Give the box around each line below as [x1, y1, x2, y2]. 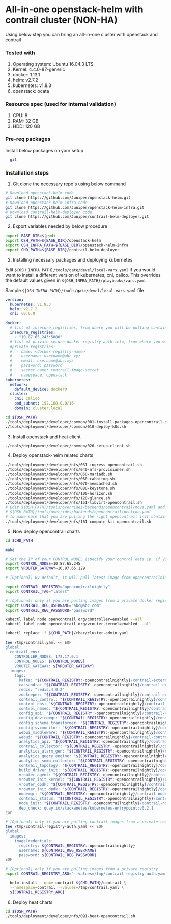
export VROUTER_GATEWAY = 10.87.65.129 [5, 566, 85, 571]
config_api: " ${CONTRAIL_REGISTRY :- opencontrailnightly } [18, 711, 142, 716]
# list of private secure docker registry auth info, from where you [10, 339, 160, 344]
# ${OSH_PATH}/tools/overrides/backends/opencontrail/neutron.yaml [5, 510, 152, 515]
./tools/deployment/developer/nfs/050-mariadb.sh [5, 472, 113, 477]
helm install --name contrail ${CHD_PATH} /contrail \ [10, 880, 126, 885]
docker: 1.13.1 [12, 72, 40, 78]
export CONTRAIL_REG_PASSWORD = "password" [5, 608, 95, 613]
